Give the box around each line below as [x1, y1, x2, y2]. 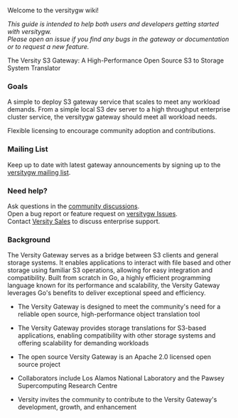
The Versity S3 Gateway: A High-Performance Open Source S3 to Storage [7, 56, 225, 65]
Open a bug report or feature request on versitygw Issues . [7, 209, 178, 218]
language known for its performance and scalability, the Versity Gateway [7, 281, 220, 290]
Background [7, 235, 51, 245]
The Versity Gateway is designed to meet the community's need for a [17, 302, 221, 311]
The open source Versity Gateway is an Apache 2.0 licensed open [17, 353, 212, 361]
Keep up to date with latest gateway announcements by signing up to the [7, 160, 221, 169]
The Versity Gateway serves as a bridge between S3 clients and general [7, 251, 219, 259]
